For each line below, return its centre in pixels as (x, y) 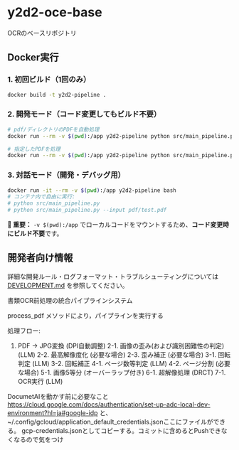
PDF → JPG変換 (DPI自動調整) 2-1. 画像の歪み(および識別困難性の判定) (121, 345)
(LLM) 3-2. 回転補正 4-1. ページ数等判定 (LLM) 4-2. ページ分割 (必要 (131, 363)
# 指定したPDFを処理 (34, 149)
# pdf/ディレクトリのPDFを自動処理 (53, 129)
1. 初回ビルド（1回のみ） (49, 80)
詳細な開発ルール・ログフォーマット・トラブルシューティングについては (113, 276)
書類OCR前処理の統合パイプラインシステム (70, 300)
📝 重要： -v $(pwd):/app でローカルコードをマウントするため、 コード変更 (115, 225)
